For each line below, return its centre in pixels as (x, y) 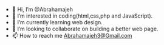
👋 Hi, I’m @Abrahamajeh (42, 9)
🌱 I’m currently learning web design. (57, 22)
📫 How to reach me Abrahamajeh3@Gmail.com (72, 36)
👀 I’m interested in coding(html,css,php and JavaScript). (82, 16)
